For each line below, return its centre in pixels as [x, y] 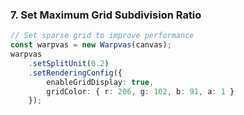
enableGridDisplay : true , [100, 82]
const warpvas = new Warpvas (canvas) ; [91, 45]
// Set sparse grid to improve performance [102, 36]
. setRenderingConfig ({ [75, 73]
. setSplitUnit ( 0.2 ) [69, 63]
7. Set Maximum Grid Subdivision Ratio [106, 15]
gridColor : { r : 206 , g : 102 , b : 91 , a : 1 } [140, 91]
